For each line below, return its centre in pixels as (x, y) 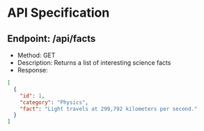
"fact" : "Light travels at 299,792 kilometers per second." (109, 109)
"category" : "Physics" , (54, 102)
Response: (32, 70)
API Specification (58, 13)
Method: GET (36, 55)
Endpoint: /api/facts (52, 39)
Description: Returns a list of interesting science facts (94, 63)
